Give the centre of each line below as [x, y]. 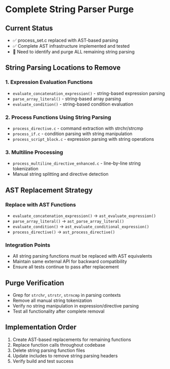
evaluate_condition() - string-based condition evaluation [73, 104]
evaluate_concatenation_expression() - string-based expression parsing [89, 93]
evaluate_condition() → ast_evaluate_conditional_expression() [81, 226]
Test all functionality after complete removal [59, 312]
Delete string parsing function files [49, 350]
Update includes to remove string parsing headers [65, 356]
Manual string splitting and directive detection [61, 174]
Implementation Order [41, 327]
